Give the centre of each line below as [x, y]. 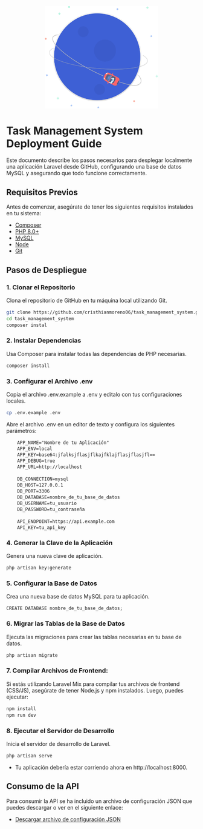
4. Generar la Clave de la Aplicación [60, 543]
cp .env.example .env [34, 413]
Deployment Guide [54, 143]
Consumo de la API [43, 786]
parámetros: [21, 431]
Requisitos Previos [42, 192]
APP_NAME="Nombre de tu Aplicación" [63, 443]
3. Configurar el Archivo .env [50, 381]
